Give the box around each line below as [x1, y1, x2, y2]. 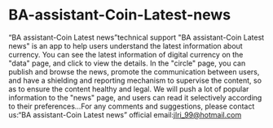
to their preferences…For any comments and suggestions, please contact [8, 101, 255, 111]
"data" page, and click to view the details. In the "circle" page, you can [8, 58, 246, 68]
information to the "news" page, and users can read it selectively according [8, 92, 262, 102]
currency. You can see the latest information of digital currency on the [8, 49, 244, 59]
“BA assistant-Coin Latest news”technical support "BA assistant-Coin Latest [8, 32, 265, 42]
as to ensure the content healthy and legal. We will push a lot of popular [8, 83, 249, 94]
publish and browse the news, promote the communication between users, [8, 66, 260, 76]
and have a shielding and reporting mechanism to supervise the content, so [8, 75, 262, 85]
